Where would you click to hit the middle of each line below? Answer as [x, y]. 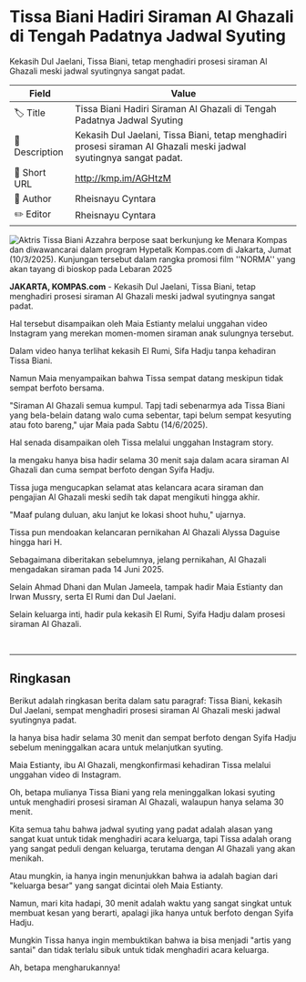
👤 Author [33, 198]
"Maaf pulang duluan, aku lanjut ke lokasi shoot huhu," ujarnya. [127, 514]
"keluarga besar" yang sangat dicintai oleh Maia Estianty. [117, 886]
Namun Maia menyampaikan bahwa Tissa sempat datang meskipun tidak [147, 378]
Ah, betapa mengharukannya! [65, 967]
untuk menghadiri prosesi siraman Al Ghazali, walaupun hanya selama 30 [147, 802]
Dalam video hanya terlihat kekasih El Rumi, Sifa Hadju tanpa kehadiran [143, 350]
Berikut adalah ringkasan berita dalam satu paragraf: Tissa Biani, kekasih [146, 700]
